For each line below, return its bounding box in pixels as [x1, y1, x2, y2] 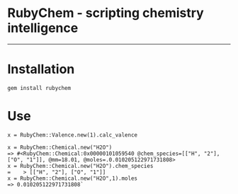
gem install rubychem [7, 84, 72, 91]
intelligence [7, 20, 79, 36]
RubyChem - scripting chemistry [7, 5, 204, 21]
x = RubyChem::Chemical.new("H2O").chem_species [7, 162, 154, 169]
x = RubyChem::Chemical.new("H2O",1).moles [7, 175, 138, 182]
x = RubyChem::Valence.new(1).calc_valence [7, 131, 138, 139]
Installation [7, 62, 75, 77]
